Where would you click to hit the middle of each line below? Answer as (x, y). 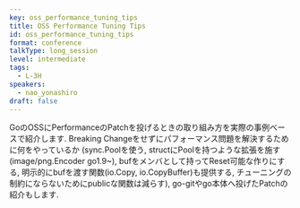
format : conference (46, 43)
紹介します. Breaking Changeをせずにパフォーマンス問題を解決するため (157, 139)
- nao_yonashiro (47, 92)
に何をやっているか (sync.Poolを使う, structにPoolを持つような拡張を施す (145, 150)
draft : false (34, 101)
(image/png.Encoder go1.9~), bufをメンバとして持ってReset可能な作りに (143, 161)
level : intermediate (48, 59)
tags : (19, 68)
